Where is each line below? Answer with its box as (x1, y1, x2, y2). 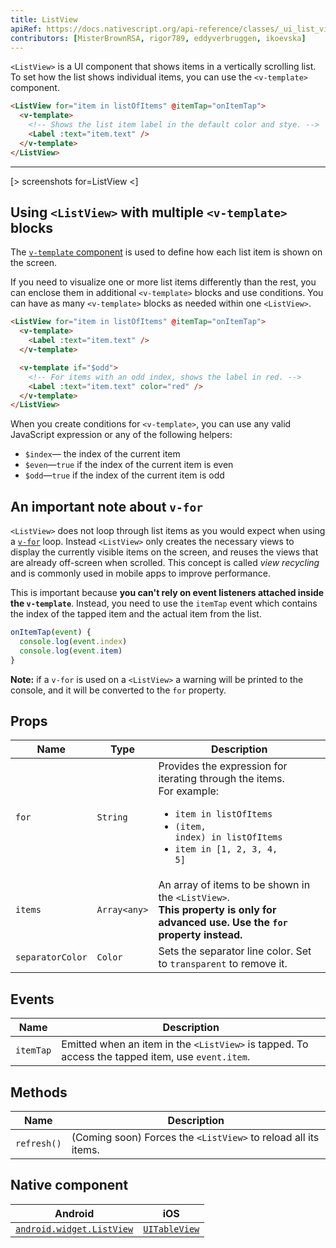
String (96, 812, 128, 823)
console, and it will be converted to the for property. (10, 684, 227, 696)
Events (10, 991, 55, 1008)
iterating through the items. (158, 772, 285, 786)
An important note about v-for (10, 498, 204, 515)
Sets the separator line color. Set (158, 944, 312, 958)
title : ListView (10, 14, 78, 25)
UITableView (143, 1223, 200, 1235)
